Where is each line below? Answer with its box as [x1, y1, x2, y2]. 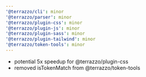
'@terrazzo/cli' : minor [5, 8, 64, 15]
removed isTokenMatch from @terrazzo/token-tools [14, 64, 141, 71]
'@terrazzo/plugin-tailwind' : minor [5, 36, 96, 42]
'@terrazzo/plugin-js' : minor [5, 25, 80, 31]
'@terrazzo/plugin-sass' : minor [5, 31, 85, 37]
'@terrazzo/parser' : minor [5, 14, 72, 20]
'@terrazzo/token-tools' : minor [5, 42, 85, 48]
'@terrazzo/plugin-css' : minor [5, 20, 83, 25]
